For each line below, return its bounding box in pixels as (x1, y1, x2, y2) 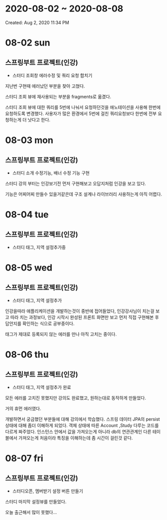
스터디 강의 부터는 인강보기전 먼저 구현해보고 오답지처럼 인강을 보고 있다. (5, 180, 146, 186)
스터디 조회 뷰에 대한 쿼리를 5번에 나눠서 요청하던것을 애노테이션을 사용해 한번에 (5, 104, 161, 110)
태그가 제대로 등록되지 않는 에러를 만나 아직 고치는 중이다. (5, 331, 117, 337)
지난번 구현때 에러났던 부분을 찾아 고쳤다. (5, 83, 85, 89)
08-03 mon (5, 134, 53, 146)
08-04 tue (5, 209, 49, 220)
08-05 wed (5, 262, 52, 273)
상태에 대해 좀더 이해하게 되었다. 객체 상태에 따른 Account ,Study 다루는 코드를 (5, 422, 159, 428)
